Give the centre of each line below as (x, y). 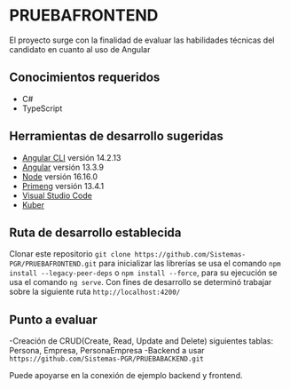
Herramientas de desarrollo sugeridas (116, 136)
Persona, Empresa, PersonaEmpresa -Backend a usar (107, 351)
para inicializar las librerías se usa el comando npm (190, 264)
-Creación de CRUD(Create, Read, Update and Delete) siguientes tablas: (141, 341)
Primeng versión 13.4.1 (63, 186)
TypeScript (42, 108)
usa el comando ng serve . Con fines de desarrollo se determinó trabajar (141, 282)
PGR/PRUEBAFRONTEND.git (53, 264)
